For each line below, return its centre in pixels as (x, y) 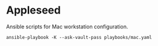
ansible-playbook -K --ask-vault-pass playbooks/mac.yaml (79, 37)
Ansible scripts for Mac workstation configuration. (67, 27)
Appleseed (33, 10)
